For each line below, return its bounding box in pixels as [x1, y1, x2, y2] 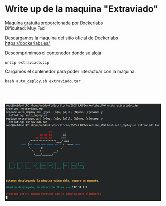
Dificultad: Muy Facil [5, 25, 47, 31]
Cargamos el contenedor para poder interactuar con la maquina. [5, 69, 136, 74]
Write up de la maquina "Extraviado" [5, 3, 158, 15]
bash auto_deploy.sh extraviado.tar [5, 78, 81, 84]
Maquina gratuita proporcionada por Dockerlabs [5, 20, 103, 26]
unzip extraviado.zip [5, 60, 50, 65]
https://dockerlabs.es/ [5, 40, 50, 46]
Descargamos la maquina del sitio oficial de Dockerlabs [5, 35, 118, 41]
